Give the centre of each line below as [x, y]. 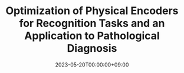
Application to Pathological [92, 36]
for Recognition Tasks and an [92, 23]
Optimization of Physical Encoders [92, 11]
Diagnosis [92, 49]
